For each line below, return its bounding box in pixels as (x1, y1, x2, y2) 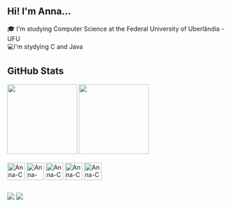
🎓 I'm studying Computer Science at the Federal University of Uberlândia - (7, 24, 225, 33)
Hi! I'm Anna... (7, 6, 71, 17)
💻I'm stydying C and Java (7, 42, 84, 51)
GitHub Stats (7, 66, 64, 77)
